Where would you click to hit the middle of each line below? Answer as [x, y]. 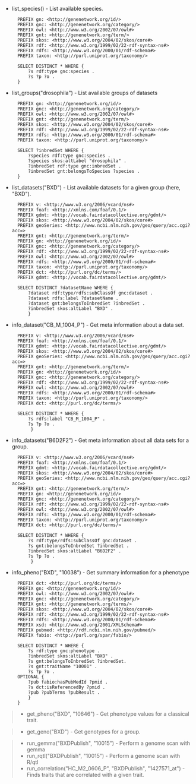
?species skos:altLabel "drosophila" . [77, 161]
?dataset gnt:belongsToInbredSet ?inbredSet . [86, 304]
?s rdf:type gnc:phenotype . [64, 651]
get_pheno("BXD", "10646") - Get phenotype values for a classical [108, 714]
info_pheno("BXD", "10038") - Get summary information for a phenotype [100, 572]
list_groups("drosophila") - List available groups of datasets [85, 93]
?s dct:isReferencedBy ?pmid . [67, 687]
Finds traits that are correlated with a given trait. [85, 775]
